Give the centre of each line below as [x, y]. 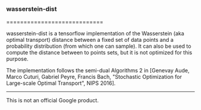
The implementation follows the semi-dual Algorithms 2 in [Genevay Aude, [98, 71]
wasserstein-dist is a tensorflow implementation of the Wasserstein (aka [95, 33]
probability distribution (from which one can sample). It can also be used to [99, 46]
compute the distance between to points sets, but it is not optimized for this [99, 53]
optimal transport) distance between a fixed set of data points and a [90, 40]
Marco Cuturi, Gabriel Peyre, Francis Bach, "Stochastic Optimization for [94, 77]
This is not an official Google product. [52, 100]
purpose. [17, 59]
